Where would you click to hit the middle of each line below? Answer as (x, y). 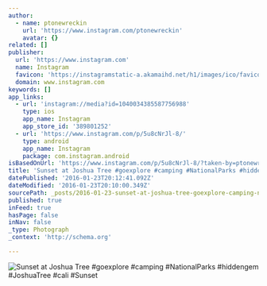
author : (21, 15)
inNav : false (30, 222)
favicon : (30, 75)
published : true (35, 200)
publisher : (26, 52)
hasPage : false (33, 215)
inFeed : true (30, 207)
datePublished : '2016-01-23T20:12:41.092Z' (81, 178)
